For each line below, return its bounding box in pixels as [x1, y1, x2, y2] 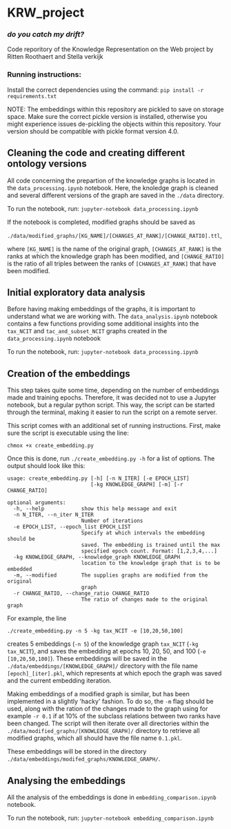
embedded [7, 566, 32, 573]
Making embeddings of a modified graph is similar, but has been [7, 690, 190, 698]
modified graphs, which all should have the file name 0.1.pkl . [7, 734, 183, 743]
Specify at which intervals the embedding [81, 530, 205, 537]
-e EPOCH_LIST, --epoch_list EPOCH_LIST [13, 523, 131, 530]
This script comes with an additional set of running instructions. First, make [7, 422, 221, 430]
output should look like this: [7, 462, 86, 470]
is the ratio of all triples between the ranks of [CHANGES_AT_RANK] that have [7, 259, 217, 268]
